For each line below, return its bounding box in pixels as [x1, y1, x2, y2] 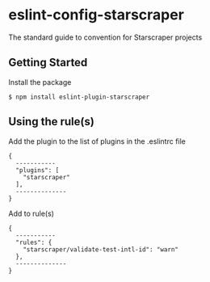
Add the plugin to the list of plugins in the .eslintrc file [8, 136, 186, 146]
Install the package [8, 77, 72, 86]
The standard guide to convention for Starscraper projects [8, 32, 203, 42]
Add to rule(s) [8, 208, 55, 218]
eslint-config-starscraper [8, 6, 184, 24]
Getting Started [8, 56, 88, 69]
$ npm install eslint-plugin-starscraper [8, 93, 150, 101]
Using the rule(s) [8, 115, 94, 128]
